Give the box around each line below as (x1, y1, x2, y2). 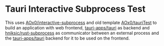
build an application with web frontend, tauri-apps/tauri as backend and (5, 24, 150, 30)
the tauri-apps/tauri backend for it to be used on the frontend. (5, 35, 130, 41)
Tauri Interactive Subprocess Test (5, 3, 146, 15)
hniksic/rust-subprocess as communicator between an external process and (5, 30, 159, 36)
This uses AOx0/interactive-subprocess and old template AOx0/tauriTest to (5, 20, 157, 25)
